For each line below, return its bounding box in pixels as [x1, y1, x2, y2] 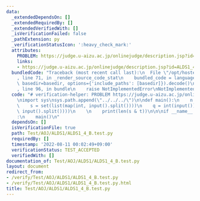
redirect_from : [6, 169, 44, 175]
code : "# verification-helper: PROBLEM [11, 92, 111, 98]
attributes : [11, 48, 42, 54]
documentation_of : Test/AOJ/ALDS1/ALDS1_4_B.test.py [6, 158, 140, 164]
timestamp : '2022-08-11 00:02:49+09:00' [11, 141, 113, 147]
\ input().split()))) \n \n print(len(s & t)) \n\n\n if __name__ [17, 108, 193, 114]
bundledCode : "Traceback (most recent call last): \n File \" [11, 70, 169, 76]
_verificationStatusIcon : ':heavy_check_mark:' [11, 42, 132, 48]
